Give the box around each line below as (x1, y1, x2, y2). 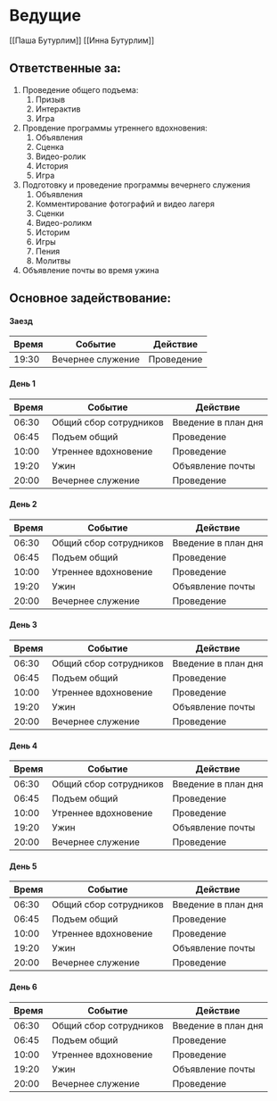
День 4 (9, 740, 38, 751)
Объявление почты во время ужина (21, 264, 159, 275)
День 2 (9, 499, 37, 510)
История (35, 160, 69, 171)
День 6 (9, 981, 37, 992)
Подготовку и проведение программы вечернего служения (21, 179, 251, 190)
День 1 (9, 378, 36, 388)
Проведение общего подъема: (21, 84, 139, 95)
